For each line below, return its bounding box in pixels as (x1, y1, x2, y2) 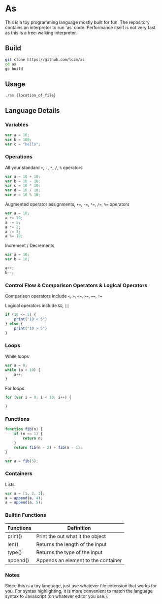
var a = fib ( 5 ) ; (5, 459, 38, 464)
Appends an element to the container (36, 557, 122, 564)
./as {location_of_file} (5, 93, 56, 98)
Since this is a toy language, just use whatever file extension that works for (5, 582, 157, 589)
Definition (67, 524, 91, 531)
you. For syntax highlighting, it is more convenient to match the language (5, 588, 153, 594)
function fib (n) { (5, 427, 43, 432)
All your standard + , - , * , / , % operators (5, 165, 83, 170)
